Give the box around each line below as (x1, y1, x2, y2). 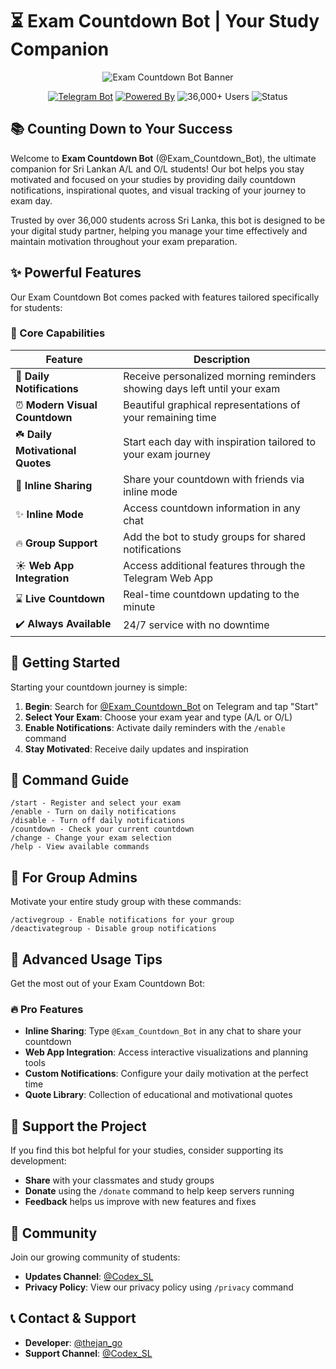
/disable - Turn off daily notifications (10, 816, 186, 826)
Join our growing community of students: (10, 1251, 181, 1263)
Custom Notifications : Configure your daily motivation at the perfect (24, 1068, 309, 1080)
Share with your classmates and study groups (24, 1174, 215, 1187)
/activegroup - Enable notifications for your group (10, 915, 235, 925)
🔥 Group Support (15, 536, 98, 550)
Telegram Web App (123, 571, 213, 585)
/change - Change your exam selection (10, 833, 172, 843)
